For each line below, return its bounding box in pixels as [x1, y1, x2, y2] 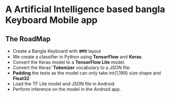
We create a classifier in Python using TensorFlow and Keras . [12, 54, 143, 59]
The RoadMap [5, 35, 51, 43]
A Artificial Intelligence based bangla [5, 4, 165, 15]
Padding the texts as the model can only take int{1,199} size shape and [12, 70, 161, 76]
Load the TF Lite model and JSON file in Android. [12, 81, 116, 87]
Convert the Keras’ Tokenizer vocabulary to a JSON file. [12, 64, 131, 71]
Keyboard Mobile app [5, 14, 98, 26]
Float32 [12, 75, 30, 81]
